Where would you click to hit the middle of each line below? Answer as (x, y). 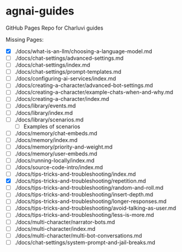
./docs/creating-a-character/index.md (62, 99)
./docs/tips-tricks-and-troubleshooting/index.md (75, 174)
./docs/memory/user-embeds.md (56, 153)
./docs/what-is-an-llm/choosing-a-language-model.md (83, 51)
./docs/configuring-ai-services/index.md (65, 79)
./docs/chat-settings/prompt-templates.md (68, 72)
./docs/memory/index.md (46, 140)
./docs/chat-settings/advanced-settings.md (69, 58)
